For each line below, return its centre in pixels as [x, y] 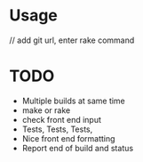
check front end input [62, 119]
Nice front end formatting [68, 138]
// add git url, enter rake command [72, 40]
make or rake [46, 110]
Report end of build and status [78, 148]
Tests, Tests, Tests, [57, 129]
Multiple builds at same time [74, 101]
